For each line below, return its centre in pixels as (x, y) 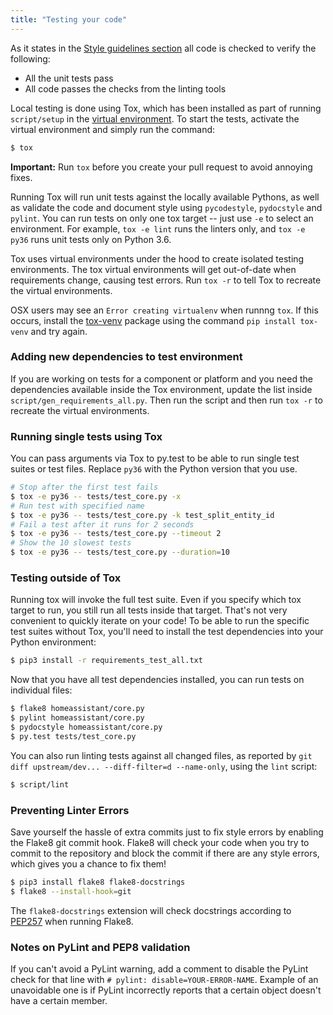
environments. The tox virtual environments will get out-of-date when (153, 269)
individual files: (41, 690)
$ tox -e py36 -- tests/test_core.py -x (96, 496)
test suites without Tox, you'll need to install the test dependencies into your (167, 632)
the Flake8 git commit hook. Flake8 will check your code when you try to (160, 842)
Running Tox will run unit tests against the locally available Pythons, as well (165, 197)
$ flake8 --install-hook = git (71, 891)
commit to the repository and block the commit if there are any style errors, (165, 853)
